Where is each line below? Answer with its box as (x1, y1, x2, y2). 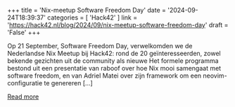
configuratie (7, 79, 43, 87)
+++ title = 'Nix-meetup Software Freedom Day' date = (7, 6, 167, 14)
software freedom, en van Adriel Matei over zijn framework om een (7, 71, 202, 80)
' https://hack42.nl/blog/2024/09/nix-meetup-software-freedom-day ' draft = (7, 21, 229, 29)
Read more (7, 92, 39, 101)
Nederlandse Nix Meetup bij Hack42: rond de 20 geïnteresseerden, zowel (7, 49, 221, 57)
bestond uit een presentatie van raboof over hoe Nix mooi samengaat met (7, 64, 222, 72)
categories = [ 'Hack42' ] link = (46, 13, 138, 22)
